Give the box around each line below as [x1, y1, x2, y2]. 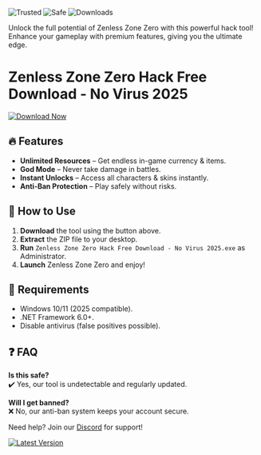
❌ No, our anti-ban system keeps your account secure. [8, 406, 189, 416]
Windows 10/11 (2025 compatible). [19, 304, 133, 313]
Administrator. [19, 251, 66, 261]
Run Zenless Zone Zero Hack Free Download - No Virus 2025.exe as [19, 242, 246, 252]
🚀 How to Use [8, 205, 76, 218]
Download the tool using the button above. [19, 226, 161, 235]
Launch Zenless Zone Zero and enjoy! [19, 260, 146, 269]
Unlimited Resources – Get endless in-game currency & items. [19, 156, 227, 166]
